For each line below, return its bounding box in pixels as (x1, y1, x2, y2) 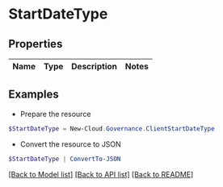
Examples (8, 88, 59, 102)
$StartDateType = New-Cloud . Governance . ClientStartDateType (8, 124, 216, 133)
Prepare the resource (19, 109, 91, 118)
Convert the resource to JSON (19, 139, 121, 149)
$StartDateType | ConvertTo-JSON (8, 155, 121, 163)
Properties (8, 37, 63, 51)
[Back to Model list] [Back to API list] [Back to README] (8, 169, 194, 179)
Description (71, 61, 117, 72)
